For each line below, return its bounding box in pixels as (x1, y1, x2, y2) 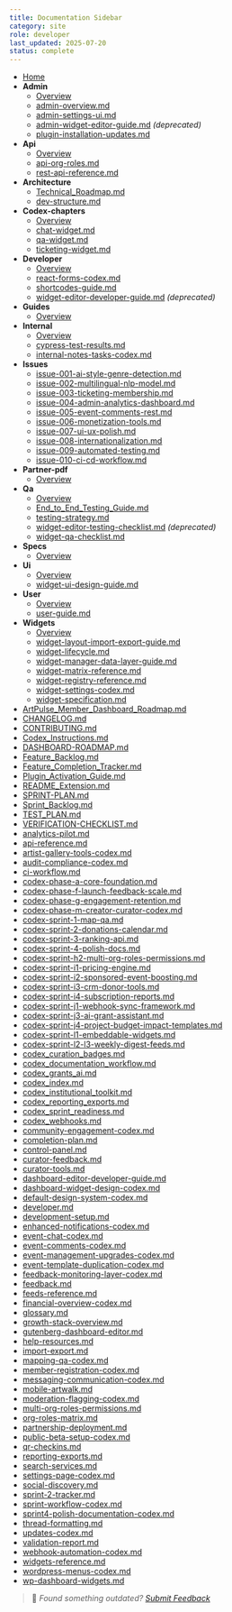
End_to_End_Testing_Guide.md (35, 502, 149, 514)
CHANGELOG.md (22, 713, 87, 724)
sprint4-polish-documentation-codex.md (22, 1508, 175, 1519)
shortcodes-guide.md (35, 282, 117, 293)
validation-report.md (22, 1537, 99, 1548)
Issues (22, 359, 49, 370)
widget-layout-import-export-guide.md (35, 637, 181, 647)
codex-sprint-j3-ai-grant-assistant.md (22, 1011, 165, 1021)
